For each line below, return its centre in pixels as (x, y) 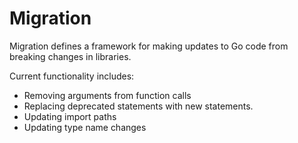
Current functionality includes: (72, 76)
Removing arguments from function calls (107, 95)
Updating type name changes (85, 127)
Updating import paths (70, 116)
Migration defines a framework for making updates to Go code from (149, 46)
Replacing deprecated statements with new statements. (138, 106)
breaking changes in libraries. (70, 56)
